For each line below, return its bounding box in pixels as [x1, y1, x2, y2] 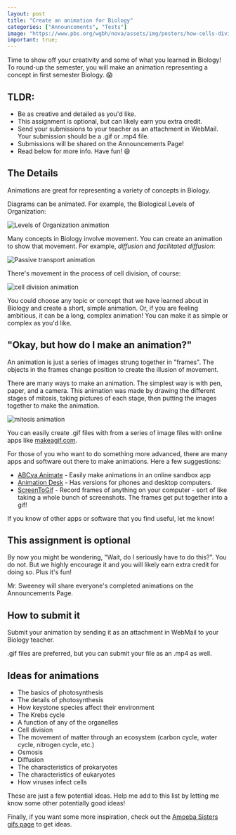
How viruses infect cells [17, 778, 87, 786]
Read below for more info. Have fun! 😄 [17, 147, 131, 155]
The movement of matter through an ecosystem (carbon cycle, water [17, 733, 218, 742]
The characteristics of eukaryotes [17, 770, 116, 779]
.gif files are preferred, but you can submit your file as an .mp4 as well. [7, 649, 212, 658]
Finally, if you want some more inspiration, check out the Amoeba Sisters [7, 813, 218, 821]
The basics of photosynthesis [17, 688, 104, 697]
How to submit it [7, 609, 81, 621]
